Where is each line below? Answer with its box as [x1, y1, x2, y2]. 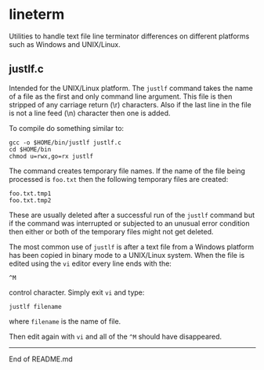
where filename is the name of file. [9, 316, 121, 326]
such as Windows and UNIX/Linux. [9, 39, 121, 49]
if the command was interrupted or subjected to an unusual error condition [9, 218, 250, 228]
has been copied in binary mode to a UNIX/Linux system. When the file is [9, 250, 245, 259]
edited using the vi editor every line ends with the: [9, 259, 172, 268]
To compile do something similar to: [9, 123, 125, 132]
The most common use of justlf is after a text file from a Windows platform [9, 241, 254, 252]
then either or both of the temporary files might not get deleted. [9, 227, 214, 236]
